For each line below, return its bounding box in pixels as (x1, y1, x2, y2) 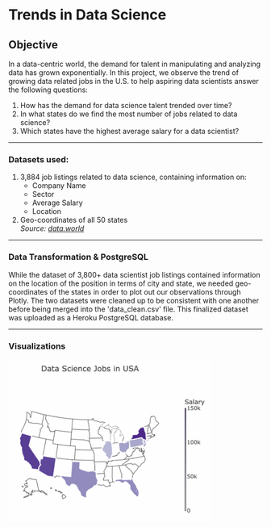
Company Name (31, 181, 86, 190)
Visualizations (8, 341, 66, 352)
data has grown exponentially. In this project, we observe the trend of (8, 68, 240, 77)
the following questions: (8, 85, 89, 94)
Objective (8, 38, 59, 52)
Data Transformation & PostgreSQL (8, 252, 149, 263)
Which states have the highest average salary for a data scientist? (19, 127, 240, 136)
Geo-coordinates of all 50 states (19, 215, 128, 225)
